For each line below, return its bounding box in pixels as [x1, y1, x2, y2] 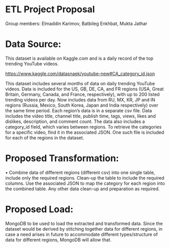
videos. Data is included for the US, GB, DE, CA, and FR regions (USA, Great [5, 86, 164, 92]
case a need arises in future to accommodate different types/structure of [5, 231, 158, 237]
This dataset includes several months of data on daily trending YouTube [5, 80, 155, 86]
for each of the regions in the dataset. [5, 134, 85, 141]
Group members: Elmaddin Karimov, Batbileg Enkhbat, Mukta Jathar [5, 20, 148, 27]
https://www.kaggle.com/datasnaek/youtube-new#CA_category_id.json [5, 70, 155, 77]
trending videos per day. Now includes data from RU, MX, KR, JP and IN [5, 96, 156, 103]
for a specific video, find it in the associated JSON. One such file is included [5, 129, 164, 135]
